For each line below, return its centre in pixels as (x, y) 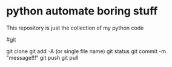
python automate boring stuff (82, 11)
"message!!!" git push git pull (42, 57)
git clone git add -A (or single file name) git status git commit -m (86, 51)
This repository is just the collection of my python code (75, 28)
